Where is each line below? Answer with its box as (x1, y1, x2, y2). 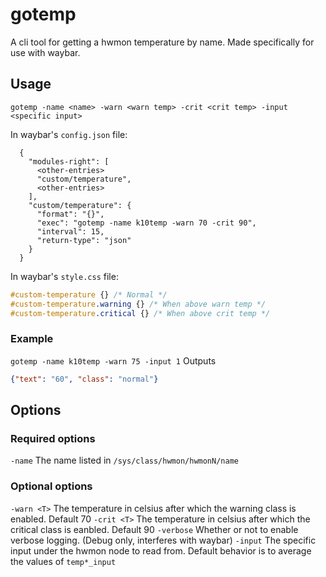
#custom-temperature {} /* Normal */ (10, 289, 168, 300)
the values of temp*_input (10, 555, 117, 567)
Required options (10, 431, 96, 445)
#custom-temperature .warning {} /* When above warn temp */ (10, 299, 267, 309)
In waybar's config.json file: (10, 128, 128, 140)
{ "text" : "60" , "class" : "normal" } (10, 374, 159, 384)
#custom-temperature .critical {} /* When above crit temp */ (10, 308, 271, 318)
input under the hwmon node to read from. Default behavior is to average (10, 544, 312, 557)
